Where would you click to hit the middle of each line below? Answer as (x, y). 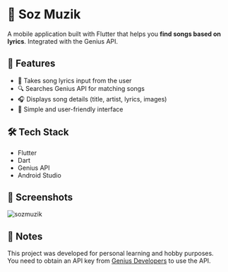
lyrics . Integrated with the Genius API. (63, 41)
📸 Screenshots (40, 197)
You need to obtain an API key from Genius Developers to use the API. (109, 261)
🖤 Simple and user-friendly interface (70, 109)
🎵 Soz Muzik (44, 14)
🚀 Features (31, 64)
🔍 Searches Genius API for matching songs (81, 88)
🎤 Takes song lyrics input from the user (74, 80)
